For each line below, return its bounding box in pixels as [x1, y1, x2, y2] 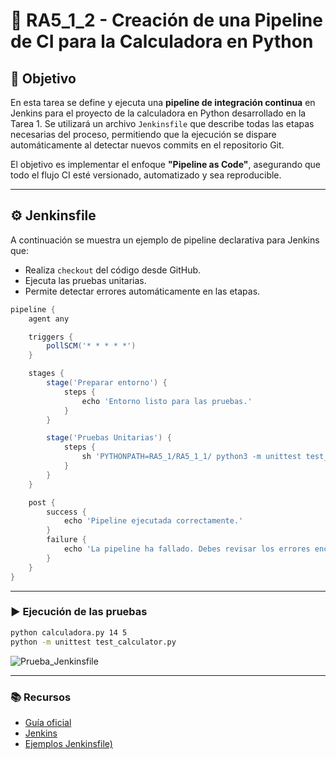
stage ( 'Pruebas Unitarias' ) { [46, 433, 172, 443]
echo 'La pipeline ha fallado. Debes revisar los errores [63, 544, 311, 554]
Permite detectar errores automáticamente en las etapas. [24, 285, 261, 297]
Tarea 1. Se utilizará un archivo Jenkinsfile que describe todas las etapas [10, 118, 315, 129]
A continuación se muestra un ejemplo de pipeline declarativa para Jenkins [10, 234, 320, 246]
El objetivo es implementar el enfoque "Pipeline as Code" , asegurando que [10, 159, 322, 170]
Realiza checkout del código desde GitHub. [24, 264, 202, 276]
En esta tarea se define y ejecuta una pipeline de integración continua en [10, 97, 316, 108]
